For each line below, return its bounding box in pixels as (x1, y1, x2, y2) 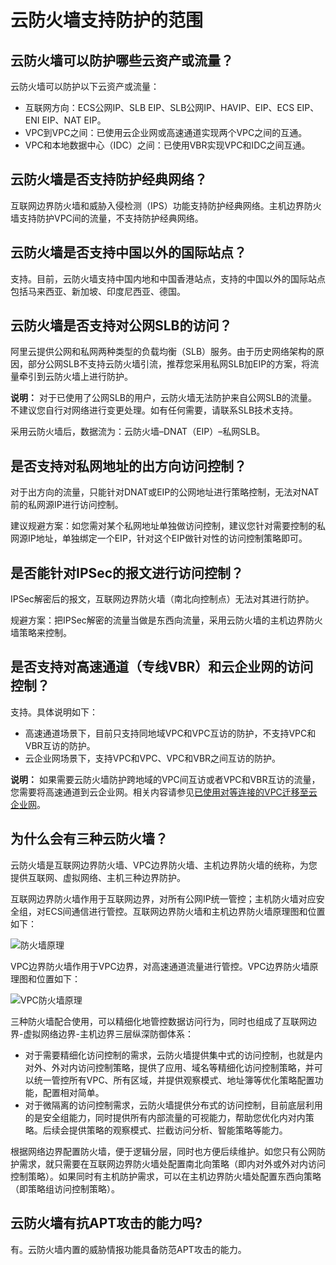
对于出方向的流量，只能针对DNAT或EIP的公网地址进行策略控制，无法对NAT (10, 486, 320, 498)
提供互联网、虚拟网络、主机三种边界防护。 (10, 871, 186, 883)
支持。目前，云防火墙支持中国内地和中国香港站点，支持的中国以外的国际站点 (10, 272, 326, 285)
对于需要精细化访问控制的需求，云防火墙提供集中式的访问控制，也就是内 (24, 1049, 323, 1061)
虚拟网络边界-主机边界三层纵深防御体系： (23, 1027, 194, 1040)
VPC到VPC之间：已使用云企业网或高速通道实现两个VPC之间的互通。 (24, 127, 308, 138)
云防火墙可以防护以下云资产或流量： (10, 81, 160, 92)
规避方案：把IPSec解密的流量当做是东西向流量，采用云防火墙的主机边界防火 (10, 614, 323, 626)
